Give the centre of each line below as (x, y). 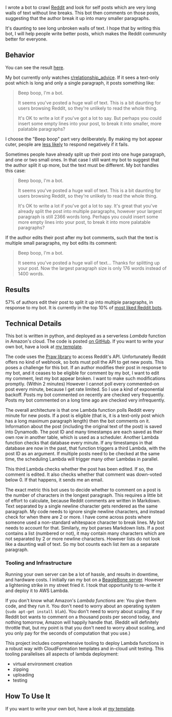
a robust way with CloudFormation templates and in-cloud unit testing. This (84, 648)
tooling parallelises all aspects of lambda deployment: (62, 654)
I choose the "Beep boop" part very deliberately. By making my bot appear (84, 139)
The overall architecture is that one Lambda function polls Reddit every (80, 410)
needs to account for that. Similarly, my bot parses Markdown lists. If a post (85, 528)
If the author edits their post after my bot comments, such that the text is (82, 237)
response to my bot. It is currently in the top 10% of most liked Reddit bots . (84, 307)
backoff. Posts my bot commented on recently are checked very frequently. (85, 395)
